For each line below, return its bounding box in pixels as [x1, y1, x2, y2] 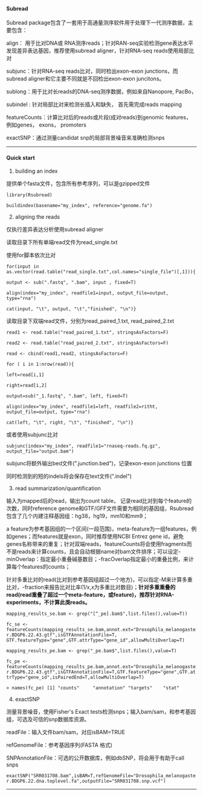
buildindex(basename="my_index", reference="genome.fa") [6, 203, 153, 209]
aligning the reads [14, 213, 60, 221]
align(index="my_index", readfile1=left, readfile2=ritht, [6, 403, 158, 410]
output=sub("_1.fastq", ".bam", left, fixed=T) [6, 393, 129, 399]
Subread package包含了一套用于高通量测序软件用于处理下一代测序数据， [6, 19, 188, 27]
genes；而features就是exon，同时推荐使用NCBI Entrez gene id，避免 [11, 533, 184, 540]
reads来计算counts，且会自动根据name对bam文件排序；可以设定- [16, 548, 181, 556]
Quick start [6, 154, 35, 161]
